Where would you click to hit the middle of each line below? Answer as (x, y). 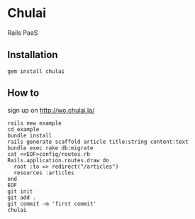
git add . (22, 197)
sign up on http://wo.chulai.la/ (51, 110)
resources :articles (44, 173)
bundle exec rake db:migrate (50, 148)
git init (20, 191)
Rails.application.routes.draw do (58, 160)
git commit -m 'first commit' (52, 203)
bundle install (30, 135)
